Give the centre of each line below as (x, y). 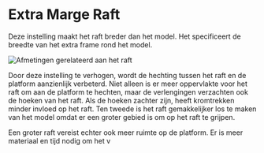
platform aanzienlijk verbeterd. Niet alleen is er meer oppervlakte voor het (128, 84)
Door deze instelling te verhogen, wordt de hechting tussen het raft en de (127, 75)
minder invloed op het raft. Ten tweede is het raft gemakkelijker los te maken (132, 109)
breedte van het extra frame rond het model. (80, 44)
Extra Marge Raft (64, 15)
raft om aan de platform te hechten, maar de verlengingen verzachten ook (128, 91)
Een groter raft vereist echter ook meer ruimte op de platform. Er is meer (126, 132)
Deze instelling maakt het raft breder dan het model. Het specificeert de (125, 36)
